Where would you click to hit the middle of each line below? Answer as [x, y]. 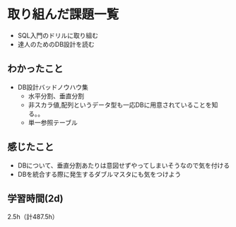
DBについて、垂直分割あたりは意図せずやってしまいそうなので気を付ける [124, 165]
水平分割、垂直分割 [56, 95]
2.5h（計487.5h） [33, 217]
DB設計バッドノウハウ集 [53, 87]
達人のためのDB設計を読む [56, 44]
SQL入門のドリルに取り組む [58, 35]
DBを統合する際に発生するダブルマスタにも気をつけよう [99, 174]
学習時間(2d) [35, 198]
